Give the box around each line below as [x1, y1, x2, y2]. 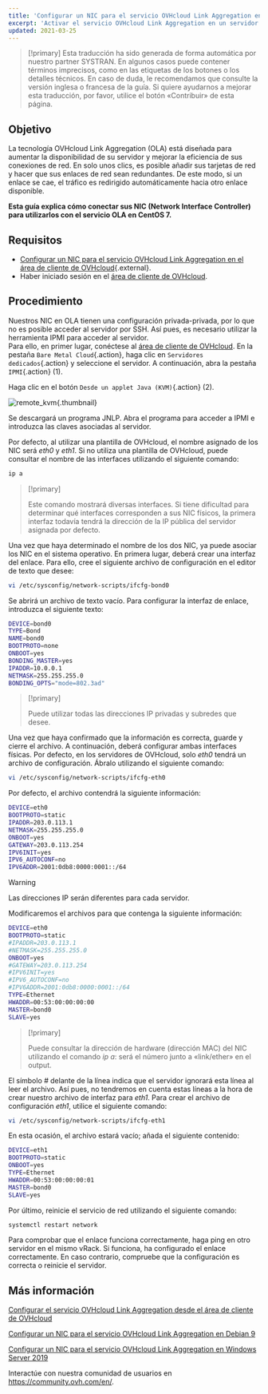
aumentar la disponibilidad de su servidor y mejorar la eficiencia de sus [8, 153, 243, 162]
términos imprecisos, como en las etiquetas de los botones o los [27, 66, 240, 75]
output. [27, 1060, 52, 1070]
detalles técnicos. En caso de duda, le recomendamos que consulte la [27, 73, 258, 84]
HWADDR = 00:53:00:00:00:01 [8, 1176, 94, 1184]
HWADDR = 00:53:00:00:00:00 [8, 998, 94, 1007]
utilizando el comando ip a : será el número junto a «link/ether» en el [27, 1051, 251, 1061]
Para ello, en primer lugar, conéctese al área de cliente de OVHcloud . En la [8, 341, 254, 351]
